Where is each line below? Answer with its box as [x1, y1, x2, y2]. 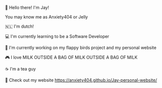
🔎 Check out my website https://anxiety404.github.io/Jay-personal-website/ [5, 77, 157, 83]
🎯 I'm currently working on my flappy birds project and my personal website [5, 45, 157, 51]
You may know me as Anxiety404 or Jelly [5, 14, 88, 19]
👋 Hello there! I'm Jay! [5, 5, 49, 10]
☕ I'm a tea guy [5, 66, 36, 71]
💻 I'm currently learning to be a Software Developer [5, 34, 110, 39]
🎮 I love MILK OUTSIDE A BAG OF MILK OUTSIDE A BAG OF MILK [5, 54, 138, 60]
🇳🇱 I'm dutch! [5, 23, 34, 29]
